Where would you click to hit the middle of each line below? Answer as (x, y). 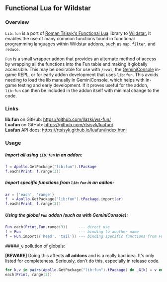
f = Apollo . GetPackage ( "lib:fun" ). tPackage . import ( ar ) (64, 199)
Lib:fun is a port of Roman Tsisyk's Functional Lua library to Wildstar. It (78, 33)
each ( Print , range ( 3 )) (29, 275)
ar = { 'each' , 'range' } (30, 194)
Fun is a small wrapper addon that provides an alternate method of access (81, 59)
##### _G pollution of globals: (35, 246)
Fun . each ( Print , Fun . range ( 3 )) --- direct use (58, 227)
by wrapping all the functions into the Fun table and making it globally (76, 64)
